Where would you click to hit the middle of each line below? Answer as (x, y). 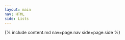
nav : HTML (15, 14)
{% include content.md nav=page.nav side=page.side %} (62, 33)
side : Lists (17, 19)
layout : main (18, 10)
